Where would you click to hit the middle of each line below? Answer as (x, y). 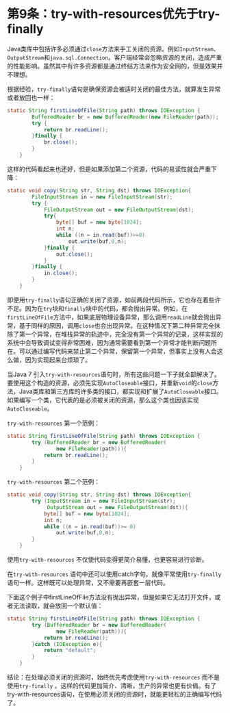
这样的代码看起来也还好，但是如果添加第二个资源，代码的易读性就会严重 (109, 169)
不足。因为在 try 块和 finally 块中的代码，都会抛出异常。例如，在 (98, 308)
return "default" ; (70, 651)
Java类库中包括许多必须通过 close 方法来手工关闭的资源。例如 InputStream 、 (113, 49)
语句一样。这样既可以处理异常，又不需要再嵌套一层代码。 (88, 583)
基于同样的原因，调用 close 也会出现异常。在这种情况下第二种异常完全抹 (119, 325)
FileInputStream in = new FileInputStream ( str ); (102, 197)
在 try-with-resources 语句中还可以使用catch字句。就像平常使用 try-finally (114, 574)
